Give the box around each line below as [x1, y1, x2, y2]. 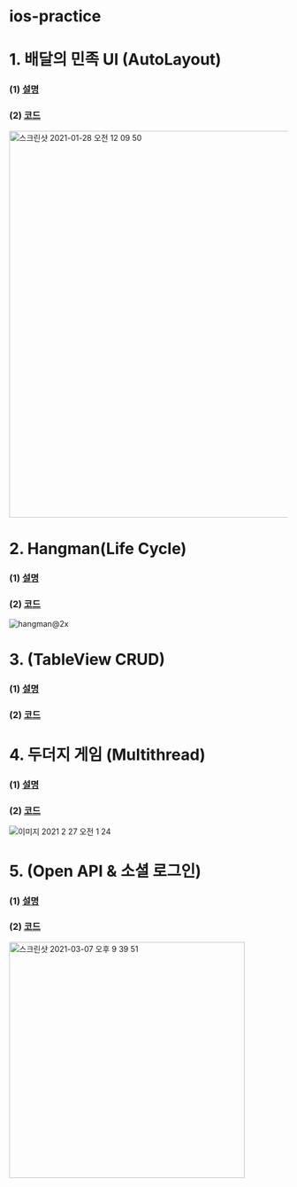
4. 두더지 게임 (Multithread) [9, 745, 206, 765]
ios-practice [9, 6, 102, 27]
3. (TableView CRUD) [9, 650, 165, 670]
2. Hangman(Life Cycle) [9, 538, 187, 558]
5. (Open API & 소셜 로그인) [9, 861, 202, 881]
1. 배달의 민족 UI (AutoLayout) [9, 50, 222, 70]
